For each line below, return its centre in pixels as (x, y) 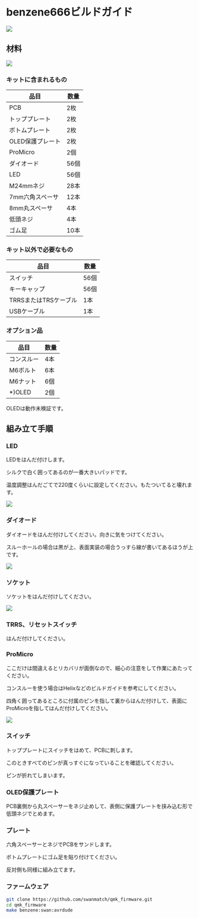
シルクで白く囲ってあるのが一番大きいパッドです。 (68, 472)
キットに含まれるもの (37, 80)
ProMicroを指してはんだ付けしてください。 (59, 708)
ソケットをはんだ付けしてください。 (50, 596)
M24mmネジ (27, 186)
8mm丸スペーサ (31, 208)
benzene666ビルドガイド (70, 12)
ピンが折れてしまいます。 (37, 775)
